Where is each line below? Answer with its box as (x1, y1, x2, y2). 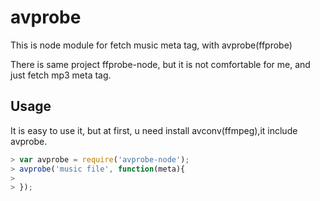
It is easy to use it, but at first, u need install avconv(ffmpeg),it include (10, 124, 298, 136)
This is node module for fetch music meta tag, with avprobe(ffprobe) (10, 39, 293, 51)
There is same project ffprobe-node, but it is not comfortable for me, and (10, 58, 311, 70)
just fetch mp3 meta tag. (10, 69, 112, 81)
